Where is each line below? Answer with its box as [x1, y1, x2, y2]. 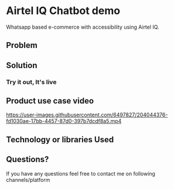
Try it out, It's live [6, 78, 57, 86]
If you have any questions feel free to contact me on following [6, 170, 155, 177]
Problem [6, 40, 38, 50]
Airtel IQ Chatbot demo [6, 4, 121, 18]
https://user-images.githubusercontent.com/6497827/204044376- [6, 111, 168, 118]
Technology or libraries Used [6, 135, 114, 145]
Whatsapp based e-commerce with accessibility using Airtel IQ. [6, 23, 159, 30]
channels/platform [6, 176, 50, 183]
